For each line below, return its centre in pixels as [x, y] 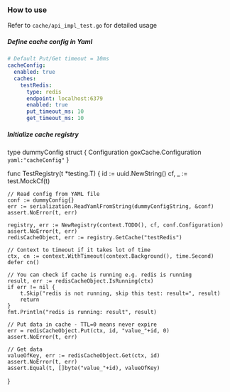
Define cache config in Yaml [50, 41]
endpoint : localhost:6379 [64, 98]
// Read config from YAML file [54, 194]
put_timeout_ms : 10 [55, 111]
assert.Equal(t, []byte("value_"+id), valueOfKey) [84, 368]
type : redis [44, 92]
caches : [25, 78]
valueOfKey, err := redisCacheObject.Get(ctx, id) [84, 355]
